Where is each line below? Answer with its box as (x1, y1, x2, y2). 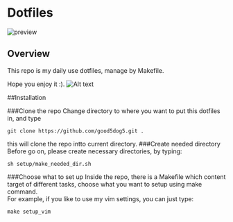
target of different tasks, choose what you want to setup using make (7, 180, 202, 188)
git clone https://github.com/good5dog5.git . (7, 127, 144, 135)
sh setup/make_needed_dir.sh (7, 160, 92, 167)
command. (7, 187, 38, 196)
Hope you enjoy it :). (7, 80, 65, 88)
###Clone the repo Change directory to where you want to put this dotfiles (7, 106, 221, 115)
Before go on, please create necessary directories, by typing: (7, 147, 182, 155)
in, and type (7, 114, 42, 122)
